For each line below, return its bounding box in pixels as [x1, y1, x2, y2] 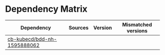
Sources [68, 24, 89, 31]
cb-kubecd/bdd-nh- [7, 35, 57, 42]
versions [127, 27, 148, 34]
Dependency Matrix [5, 3, 87, 15]
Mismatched [122, 21, 152, 28]
